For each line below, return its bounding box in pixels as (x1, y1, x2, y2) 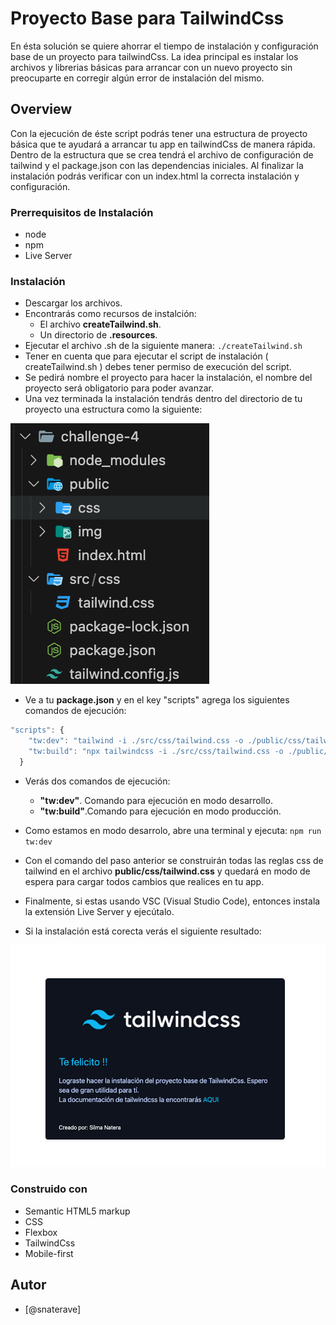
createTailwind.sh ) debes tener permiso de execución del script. (24, 361, 292, 373)
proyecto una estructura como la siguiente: (24, 403, 203, 416)
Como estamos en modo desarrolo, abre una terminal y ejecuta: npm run (24, 824, 322, 836)
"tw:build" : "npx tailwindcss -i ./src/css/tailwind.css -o (28, 747, 284, 757)
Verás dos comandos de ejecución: (24, 775, 171, 787)
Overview (10, 101, 73, 118)
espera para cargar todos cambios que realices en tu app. (24, 875, 265, 887)
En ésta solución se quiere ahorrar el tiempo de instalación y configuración (10, 40, 319, 52)
